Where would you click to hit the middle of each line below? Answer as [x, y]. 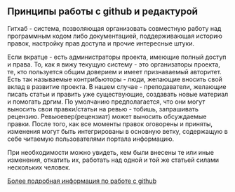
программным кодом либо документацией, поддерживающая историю [115, 36]
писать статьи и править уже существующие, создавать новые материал [118, 94]
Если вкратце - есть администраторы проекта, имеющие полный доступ [117, 57]
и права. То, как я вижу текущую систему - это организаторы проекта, [114, 64]
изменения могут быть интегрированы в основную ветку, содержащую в [117, 131]
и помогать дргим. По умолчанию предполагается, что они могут [106, 102]
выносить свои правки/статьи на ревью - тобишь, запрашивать [103, 109]
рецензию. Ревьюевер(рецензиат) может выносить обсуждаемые [107, 116]
